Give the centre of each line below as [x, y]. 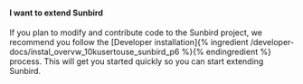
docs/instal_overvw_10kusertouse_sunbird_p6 [95, 52]
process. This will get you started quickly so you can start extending [137, 61]
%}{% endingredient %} [226, 52]
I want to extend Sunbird [57, 13]
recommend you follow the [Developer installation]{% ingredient [129, 42]
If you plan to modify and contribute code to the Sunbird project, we [136, 33]
